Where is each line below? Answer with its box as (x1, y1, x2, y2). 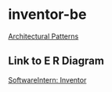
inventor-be (8, 6, 87, 24)
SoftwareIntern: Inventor (8, 75, 87, 84)
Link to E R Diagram (8, 54, 104, 68)
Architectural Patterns (8, 31, 79, 41)
